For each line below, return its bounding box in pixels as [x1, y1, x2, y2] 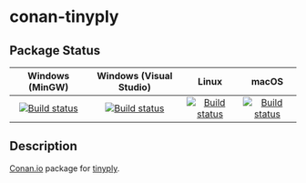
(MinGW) [28, 81, 69, 93]
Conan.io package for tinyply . [9, 162, 120, 174]
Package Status [9, 43, 101, 58]
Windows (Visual [97, 70, 173, 82]
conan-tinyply [9, 6, 119, 27]
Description [9, 138, 77, 154]
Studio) [117, 81, 152, 93]
